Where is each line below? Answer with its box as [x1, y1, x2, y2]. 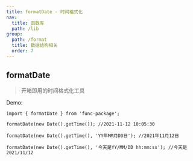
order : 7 [11, 48, 34, 54]
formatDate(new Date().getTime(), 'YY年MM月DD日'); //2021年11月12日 [6, 133, 179, 139]
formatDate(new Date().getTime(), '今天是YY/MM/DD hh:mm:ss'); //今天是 [6, 144, 188, 150]
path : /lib [11, 25, 39, 32]
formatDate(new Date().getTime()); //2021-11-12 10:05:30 [6, 121, 155, 127]
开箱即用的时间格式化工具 [21, 87, 85, 94]
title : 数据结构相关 [11, 43, 58, 49]
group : [6, 31, 23, 37]
